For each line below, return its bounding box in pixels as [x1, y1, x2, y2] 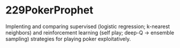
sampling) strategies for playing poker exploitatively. [5, 35, 131, 42]
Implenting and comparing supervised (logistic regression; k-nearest [5, 23, 170, 30]
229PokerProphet [5, 4, 94, 17]
